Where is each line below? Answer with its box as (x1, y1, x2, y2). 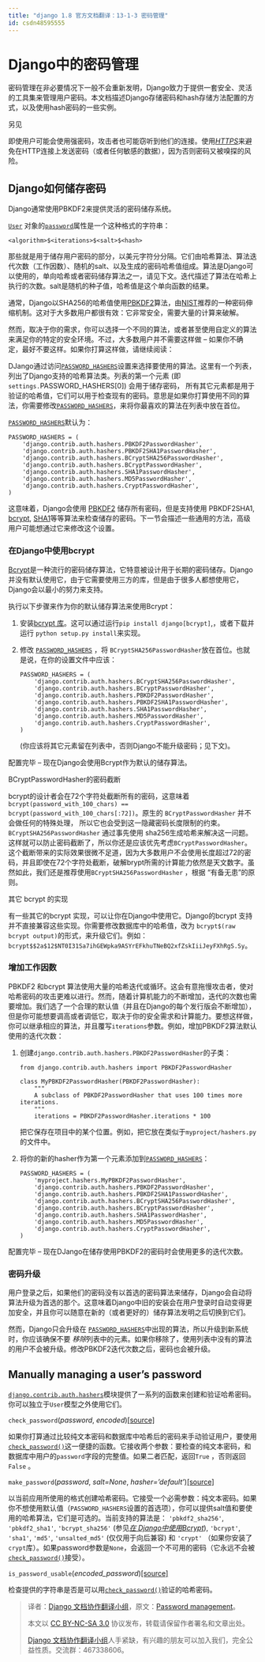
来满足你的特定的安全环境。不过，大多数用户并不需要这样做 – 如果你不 (8, 335, 237, 344)
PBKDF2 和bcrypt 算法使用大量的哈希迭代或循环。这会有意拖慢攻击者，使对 (8, 982, 254, 991)
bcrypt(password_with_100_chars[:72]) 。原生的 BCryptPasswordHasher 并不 (8, 808, 252, 817)
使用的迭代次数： (8, 1031, 64, 1040)
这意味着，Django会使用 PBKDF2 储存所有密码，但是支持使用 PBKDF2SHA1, (8, 504, 255, 513)
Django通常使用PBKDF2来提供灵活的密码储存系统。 (8, 204, 176, 214)
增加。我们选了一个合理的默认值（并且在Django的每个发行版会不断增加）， (14, 1001, 256, 1011)
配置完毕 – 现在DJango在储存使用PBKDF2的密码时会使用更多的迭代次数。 (8, 1247, 248, 1256)
